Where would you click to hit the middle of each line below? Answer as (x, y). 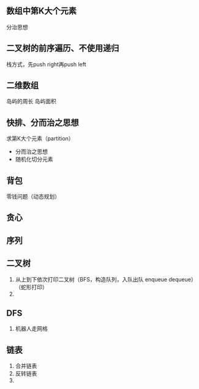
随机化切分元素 (34, 159)
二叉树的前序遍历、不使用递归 (63, 48)
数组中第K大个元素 (42, 11)
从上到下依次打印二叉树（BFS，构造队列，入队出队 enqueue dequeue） (106, 279)
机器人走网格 (31, 329)
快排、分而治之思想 (43, 123)
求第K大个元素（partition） (40, 139)
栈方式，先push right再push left (46, 64)
